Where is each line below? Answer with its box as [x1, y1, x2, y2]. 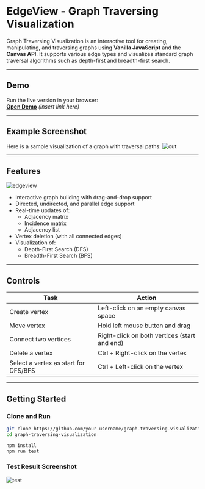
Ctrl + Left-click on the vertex [97, 363, 183, 371]
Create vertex [9, 308, 49, 316]
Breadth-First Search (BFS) [24, 252, 93, 260]
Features [6, 166, 41, 176]
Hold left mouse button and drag [97, 321, 191, 330]
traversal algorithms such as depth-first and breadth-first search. [6, 57, 171, 64]
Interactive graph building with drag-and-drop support [15, 194, 153, 201]
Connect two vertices [9, 335, 71, 344]
